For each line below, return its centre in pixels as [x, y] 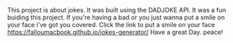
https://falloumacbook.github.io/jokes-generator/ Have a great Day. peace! [115, 32]
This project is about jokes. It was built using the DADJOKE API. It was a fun [117, 10]
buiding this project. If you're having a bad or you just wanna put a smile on [116, 17]
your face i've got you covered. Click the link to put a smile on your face [111, 25]
